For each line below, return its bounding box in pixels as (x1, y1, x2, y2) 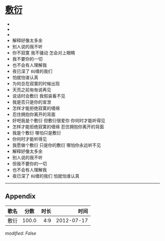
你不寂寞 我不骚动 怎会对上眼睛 (12, 50, 75, 56)
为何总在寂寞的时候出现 (12, 80, 60, 86)
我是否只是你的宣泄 (12, 99, 52, 105)
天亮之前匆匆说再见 (12, 87, 52, 93)
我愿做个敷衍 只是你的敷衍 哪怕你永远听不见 (12, 142, 101, 148)
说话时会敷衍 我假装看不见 (12, 93, 65, 99)
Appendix (5, 192, 36, 201)
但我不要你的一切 (12, 161, 47, 167)
